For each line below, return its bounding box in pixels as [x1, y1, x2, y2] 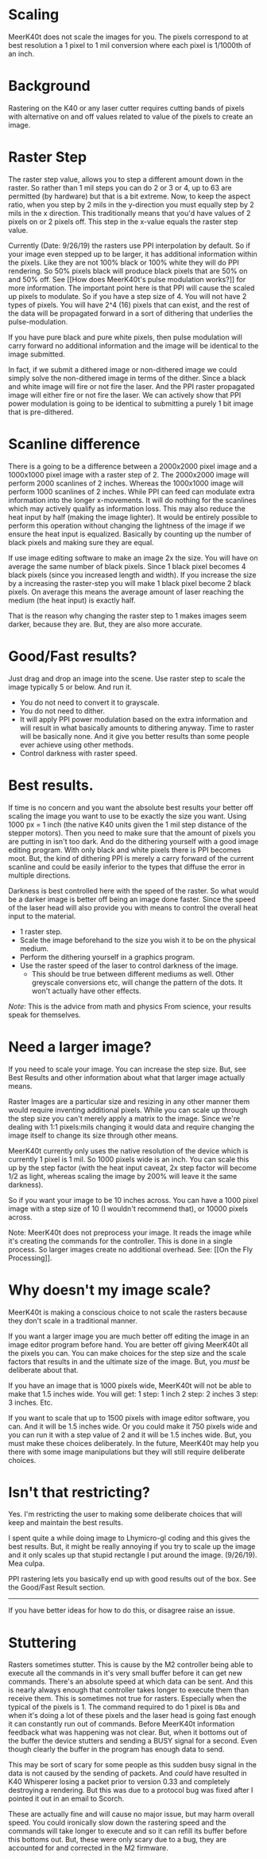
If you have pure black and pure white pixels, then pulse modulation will [8, 332, 242, 342]
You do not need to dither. [19, 705, 106, 715]
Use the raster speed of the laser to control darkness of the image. [19, 961, 238, 970]
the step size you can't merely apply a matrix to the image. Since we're [8, 1114, 241, 1123]
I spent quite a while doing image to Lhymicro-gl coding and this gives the [8, 1533, 250, 1543]
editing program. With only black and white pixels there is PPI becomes [8, 845, 242, 855]
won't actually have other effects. [31, 986, 141, 996]
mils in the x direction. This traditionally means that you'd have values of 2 [8, 208, 251, 218]
